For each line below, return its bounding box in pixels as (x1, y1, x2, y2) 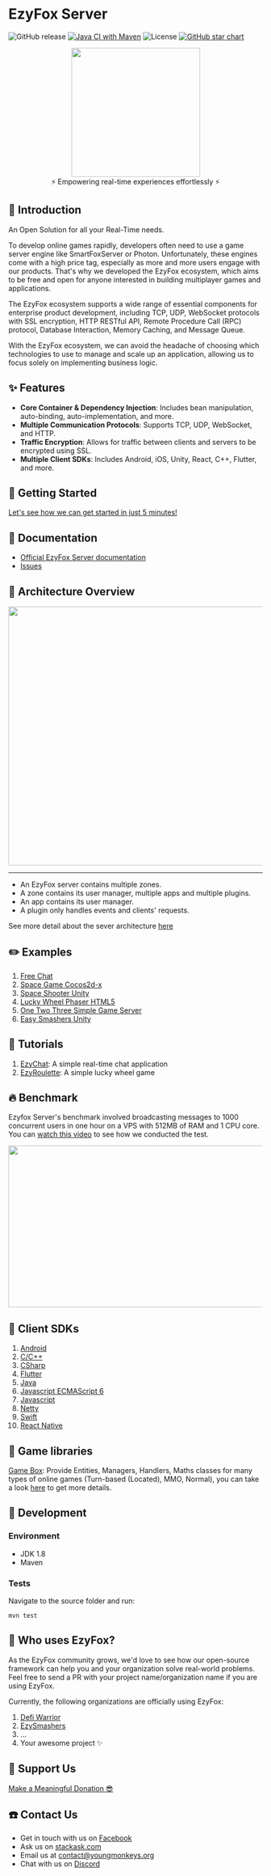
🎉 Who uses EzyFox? (8, 1633, 115, 1647)
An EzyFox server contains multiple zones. (19, 879, 162, 889)
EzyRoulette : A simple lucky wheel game (19, 1067, 156, 1077)
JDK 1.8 (19, 1548, 46, 1558)
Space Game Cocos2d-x (19, 980, 102, 989)
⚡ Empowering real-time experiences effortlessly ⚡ (51, 176, 220, 186)
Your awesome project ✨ (19, 1738, 103, 1747)
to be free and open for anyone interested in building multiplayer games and (8, 274, 261, 284)
